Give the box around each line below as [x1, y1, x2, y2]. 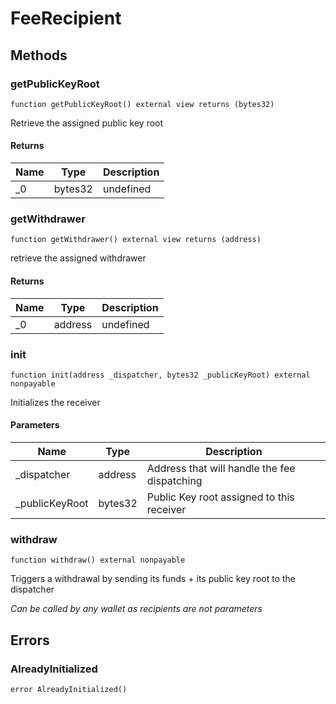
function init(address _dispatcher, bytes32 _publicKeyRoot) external [10, 370, 311, 380]
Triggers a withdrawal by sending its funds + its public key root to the [10, 573, 297, 585]
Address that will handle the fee [146, 462, 296, 476]
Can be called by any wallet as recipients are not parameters [10, 603, 263, 615]
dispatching [146, 474, 203, 488]
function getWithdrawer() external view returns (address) [10, 235, 262, 245]
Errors [10, 632, 50, 649]
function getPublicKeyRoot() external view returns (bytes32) [10, 99, 275, 109]
